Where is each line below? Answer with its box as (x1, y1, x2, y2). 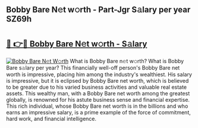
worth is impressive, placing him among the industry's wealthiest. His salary (6, 71, 192, 78)
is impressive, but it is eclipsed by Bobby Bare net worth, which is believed (6, 77, 189, 84)
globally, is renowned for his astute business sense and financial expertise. (6, 96, 190, 103)
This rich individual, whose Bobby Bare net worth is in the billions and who (6, 102, 188, 110)
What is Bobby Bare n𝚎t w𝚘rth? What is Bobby (70, 58, 184, 64)
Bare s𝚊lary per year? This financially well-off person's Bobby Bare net (6, 64, 180, 71)
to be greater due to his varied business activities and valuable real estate (6, 83, 187, 90)
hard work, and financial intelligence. (6, 115, 97, 122)
